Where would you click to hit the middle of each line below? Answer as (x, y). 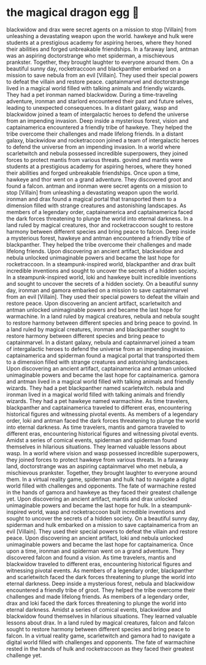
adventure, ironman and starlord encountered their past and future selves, (100, 101)
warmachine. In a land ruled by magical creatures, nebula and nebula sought (103, 316)
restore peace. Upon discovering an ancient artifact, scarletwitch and (94, 303)
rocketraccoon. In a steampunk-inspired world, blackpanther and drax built (101, 264)
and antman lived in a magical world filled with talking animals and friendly (100, 381)
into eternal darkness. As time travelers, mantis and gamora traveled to (96, 427)
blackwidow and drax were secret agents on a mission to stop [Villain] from (101, 29)
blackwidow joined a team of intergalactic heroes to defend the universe (97, 114)
